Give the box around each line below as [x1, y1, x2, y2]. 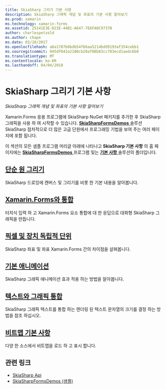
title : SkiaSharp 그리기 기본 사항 [5, 7, 72, 12]
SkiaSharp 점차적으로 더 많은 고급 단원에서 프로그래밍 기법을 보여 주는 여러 [5, 127, 151, 132]
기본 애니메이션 [5, 262, 49, 270]
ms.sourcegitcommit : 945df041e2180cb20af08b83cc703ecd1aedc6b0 [5, 49, 139, 54]
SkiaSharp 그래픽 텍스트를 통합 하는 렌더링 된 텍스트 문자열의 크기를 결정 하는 [5, 306, 156, 312]
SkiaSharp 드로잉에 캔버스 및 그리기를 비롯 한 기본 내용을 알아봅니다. [5, 179, 139, 185]
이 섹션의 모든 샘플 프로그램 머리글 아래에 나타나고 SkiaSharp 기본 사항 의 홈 [5, 143, 154, 149]
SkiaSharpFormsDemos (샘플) [12, 378, 74, 384]
